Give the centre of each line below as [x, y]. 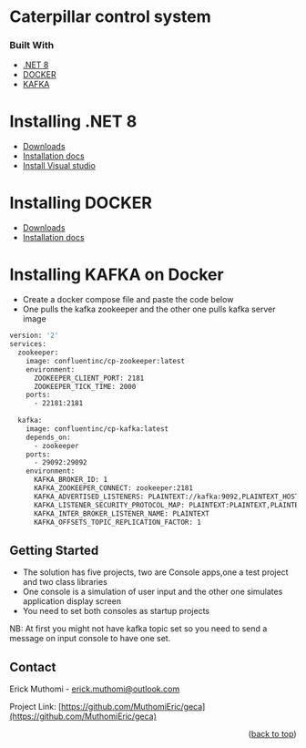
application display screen [71, 601]
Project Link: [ [36, 707]
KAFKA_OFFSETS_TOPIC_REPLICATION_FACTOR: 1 [117, 522]
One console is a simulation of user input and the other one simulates [153, 592]
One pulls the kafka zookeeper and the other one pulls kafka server [149, 309]
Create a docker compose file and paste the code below [128, 300]
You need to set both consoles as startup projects [116, 611]
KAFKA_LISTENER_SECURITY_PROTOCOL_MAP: [109, 505]
